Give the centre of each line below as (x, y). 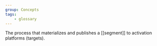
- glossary (25, 19)
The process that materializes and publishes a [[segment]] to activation (79, 33)
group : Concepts (22, 10)
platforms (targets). (25, 38)
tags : (11, 14)
